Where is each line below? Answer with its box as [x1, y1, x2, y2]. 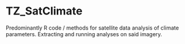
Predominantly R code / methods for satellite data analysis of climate [6, 24, 179, 31]
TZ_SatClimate [6, 4, 83, 18]
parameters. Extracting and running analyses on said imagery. [6, 30, 163, 37]
